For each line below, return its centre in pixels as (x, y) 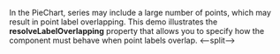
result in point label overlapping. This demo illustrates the (114, 22)
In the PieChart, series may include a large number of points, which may (140, 13)
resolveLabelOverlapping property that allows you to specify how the (137, 31)
